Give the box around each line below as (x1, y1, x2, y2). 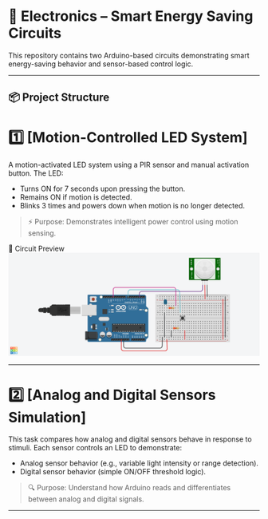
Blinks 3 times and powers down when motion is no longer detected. (19, 201, 246, 211)
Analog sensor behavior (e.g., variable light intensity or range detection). (19, 458, 259, 468)
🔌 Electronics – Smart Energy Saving (8, 7, 254, 26)
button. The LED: (8, 168, 64, 178)
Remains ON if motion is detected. (19, 192, 133, 202)
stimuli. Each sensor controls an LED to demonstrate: (8, 443, 182, 453)
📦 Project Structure (8, 91, 110, 105)
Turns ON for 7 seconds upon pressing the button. (19, 184, 186, 194)
